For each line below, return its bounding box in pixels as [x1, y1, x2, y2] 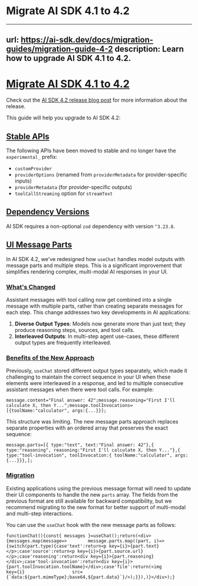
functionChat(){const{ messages [6, 533, 85, 539]
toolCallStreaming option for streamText [14, 190, 113, 197]
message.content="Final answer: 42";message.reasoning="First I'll [6, 398, 176, 403]
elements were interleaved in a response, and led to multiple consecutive [6, 380, 184, 387]
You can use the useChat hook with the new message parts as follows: [6, 521, 176, 528]
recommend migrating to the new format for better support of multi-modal [6, 503, 186, 510]
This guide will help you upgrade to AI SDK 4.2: [6, 114, 121, 122]
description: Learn [114, 44, 184, 54]
